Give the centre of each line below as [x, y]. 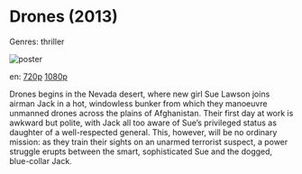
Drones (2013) [64, 17]
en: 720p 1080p [38, 76]
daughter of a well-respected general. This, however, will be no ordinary [143, 132]
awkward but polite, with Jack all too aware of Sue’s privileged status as [143, 123]
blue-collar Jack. [41, 160]
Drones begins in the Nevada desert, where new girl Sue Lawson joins [140, 94]
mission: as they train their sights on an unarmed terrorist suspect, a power [149, 142]
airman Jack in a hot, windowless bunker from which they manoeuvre [138, 103]
